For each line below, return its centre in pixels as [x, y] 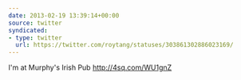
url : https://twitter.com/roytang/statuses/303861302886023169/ [124, 45]
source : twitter [35, 23]
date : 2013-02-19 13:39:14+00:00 [64, 15]
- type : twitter [35, 38]
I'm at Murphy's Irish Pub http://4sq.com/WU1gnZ [90, 67]
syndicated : [28, 30]
